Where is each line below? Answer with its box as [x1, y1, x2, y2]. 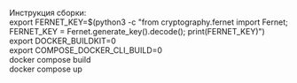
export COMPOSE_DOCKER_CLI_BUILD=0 [9, 45, 162, 56]
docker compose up [9, 64, 82, 74]
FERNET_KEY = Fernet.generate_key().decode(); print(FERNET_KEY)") [9, 26, 266, 36]
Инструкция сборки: [9, 8, 87, 18]
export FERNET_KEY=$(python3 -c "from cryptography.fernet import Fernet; [9, 17, 288, 27]
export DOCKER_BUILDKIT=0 [9, 35, 117, 46]
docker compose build [9, 55, 91, 64]
